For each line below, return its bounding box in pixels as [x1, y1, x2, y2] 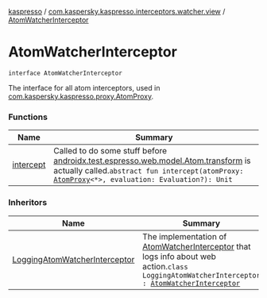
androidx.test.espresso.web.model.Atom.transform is [53, 155, 252, 166]
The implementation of [142, 230, 227, 242]
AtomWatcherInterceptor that [142, 241, 252, 252]
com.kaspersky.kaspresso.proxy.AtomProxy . [8, 91, 154, 101]
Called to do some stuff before [53, 145, 168, 157]
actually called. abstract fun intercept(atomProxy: [53, 165, 244, 176]
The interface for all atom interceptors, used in [8, 83, 161, 92]
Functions [8, 111, 48, 122]
